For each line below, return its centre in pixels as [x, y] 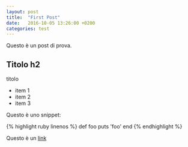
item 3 [23, 103]
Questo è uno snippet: [34, 115]
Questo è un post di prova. [39, 46]
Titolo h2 [23, 64]
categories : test [28, 28]
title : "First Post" [33, 17]
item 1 [22, 91]
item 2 [23, 97]
